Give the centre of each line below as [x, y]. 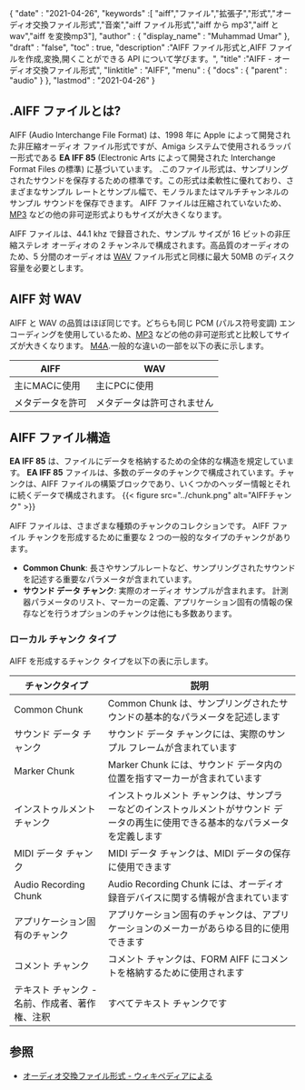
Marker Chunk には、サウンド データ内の [195, 765]
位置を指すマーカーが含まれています [185, 778]
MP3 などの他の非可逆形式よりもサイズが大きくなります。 [118, 214]
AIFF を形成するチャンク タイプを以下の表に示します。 [111, 661]
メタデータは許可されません [155, 403]
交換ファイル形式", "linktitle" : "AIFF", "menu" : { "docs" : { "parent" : [160, 70]
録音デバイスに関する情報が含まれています [198, 897]
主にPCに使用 [125, 385]
